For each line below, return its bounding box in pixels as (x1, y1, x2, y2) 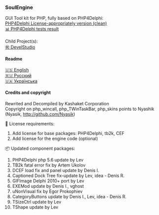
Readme (5, 56, 23, 62)
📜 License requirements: (5, 121, 55, 127)
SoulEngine (5, 4, 33, 11)
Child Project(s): (5, 39, 38, 44)
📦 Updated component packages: (5, 145, 75, 151)
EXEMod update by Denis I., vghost (12, 183, 84, 189)
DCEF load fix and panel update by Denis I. (12, 167, 99, 173)
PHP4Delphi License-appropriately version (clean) (5, 20, 107, 26)
